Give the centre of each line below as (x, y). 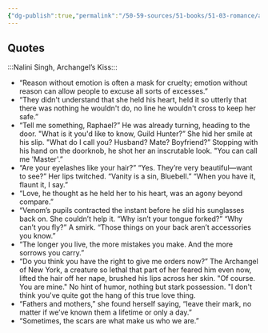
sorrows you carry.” (52, 253)
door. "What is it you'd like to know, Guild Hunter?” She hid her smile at (136, 134)
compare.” (36, 202)
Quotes (26, 48)
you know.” (37, 236)
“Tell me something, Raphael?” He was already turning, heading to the (134, 126)
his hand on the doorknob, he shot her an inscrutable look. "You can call (138, 151)
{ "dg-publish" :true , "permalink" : (63, 16)
